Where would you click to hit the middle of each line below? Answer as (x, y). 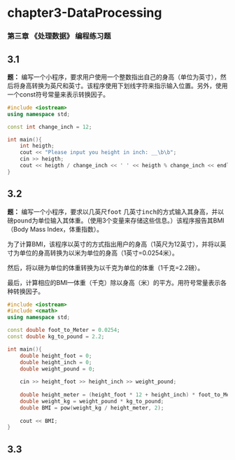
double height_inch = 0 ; (56, 362)
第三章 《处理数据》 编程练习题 (59, 36)
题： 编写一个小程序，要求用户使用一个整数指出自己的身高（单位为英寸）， (114, 77)
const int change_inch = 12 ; (50, 127)
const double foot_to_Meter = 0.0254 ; (64, 330)
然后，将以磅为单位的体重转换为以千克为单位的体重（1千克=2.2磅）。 (106, 267)
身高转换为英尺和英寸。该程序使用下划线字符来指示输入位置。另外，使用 (123, 85)
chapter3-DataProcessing (85, 13)
